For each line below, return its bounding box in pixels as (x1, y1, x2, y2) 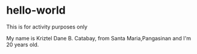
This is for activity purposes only (6, 23, 88, 30)
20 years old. (6, 41, 39, 48)
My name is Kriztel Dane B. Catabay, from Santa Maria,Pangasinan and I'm (6, 34, 192, 42)
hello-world (6, 4, 66, 17)
